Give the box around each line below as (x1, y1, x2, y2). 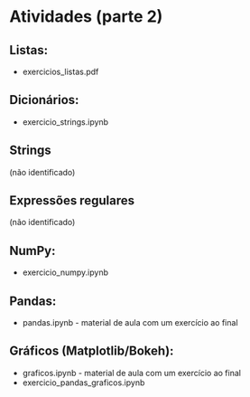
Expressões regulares (9, 193, 135, 209)
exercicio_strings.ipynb (22, 116, 109, 128)
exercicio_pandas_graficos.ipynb (22, 377, 145, 388)
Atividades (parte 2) (9, 6, 163, 27)
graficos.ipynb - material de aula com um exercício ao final (22, 367, 242, 378)
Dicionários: (9, 92, 79, 108)
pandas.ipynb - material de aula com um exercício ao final (22, 317, 238, 328)
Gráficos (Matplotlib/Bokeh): (9, 344, 174, 359)
